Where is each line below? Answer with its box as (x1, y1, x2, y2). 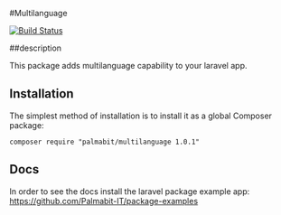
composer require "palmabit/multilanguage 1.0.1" (9, 137, 201, 146)
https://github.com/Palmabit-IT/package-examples (9, 195, 199, 206)
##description (9, 42, 61, 53)
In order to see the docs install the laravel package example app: (9, 185, 250, 197)
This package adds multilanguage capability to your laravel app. (9, 61, 248, 70)
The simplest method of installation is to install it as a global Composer (9, 110, 273, 121)
